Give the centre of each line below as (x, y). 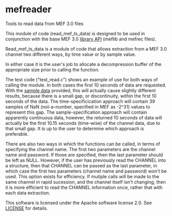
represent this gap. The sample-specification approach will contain (76, 112)
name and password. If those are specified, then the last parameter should (84, 155)
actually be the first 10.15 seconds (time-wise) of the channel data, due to (83, 123)
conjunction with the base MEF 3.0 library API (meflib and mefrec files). (81, 39)
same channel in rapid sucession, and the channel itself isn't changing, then (85, 182)
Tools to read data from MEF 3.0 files (44, 24)
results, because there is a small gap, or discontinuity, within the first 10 (81, 96)
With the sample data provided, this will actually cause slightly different (81, 90)
